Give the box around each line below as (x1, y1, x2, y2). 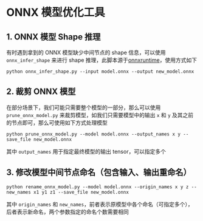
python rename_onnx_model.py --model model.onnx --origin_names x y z (6, 183, 189, 190)
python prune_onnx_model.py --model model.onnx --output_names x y (6, 131, 181, 137)
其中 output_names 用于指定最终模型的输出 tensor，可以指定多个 (6, 148, 166, 155)
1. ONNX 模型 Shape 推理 (6, 32, 101, 42)
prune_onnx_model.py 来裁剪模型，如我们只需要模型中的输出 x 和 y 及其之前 (6, 111, 194, 118)
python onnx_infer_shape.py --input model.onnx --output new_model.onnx (6, 69, 194, 75)
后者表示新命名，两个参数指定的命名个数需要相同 (6, 208, 129, 216)
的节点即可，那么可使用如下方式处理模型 (6, 119, 108, 126)
